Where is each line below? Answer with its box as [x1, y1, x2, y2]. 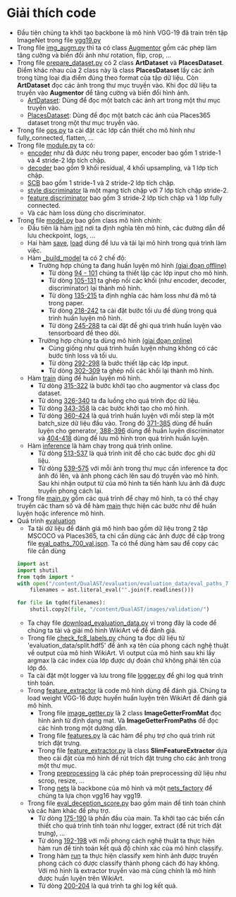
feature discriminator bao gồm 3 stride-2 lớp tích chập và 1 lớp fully [27, 193, 223, 202]
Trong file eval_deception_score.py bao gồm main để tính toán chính [27, 799, 226, 807]
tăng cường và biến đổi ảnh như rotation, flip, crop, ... [16, 51, 172, 59]
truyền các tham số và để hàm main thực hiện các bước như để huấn [16, 501, 216, 510]
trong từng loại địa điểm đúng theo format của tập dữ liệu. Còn [16, 73, 199, 82]
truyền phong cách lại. [37, 486, 104, 495]
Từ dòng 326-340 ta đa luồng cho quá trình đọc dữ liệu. [37, 396, 200, 404]
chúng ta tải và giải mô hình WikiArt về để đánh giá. [27, 626, 177, 635]
